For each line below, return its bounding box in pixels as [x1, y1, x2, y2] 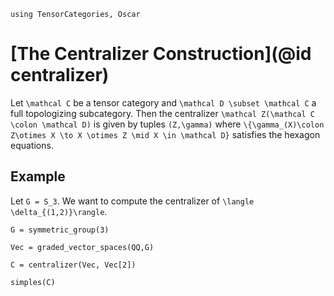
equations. [10, 139, 54, 151]
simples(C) [10, 277, 56, 287]
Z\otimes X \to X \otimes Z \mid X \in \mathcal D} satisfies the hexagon [10, 128, 321, 140]
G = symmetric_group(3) [10, 225, 110, 235]
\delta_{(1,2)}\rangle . [10, 205, 108, 217]
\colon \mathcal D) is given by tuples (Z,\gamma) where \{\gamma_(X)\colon [10, 118, 325, 130]
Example [10, 168, 66, 185]
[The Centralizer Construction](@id [10, 43, 312, 65]
